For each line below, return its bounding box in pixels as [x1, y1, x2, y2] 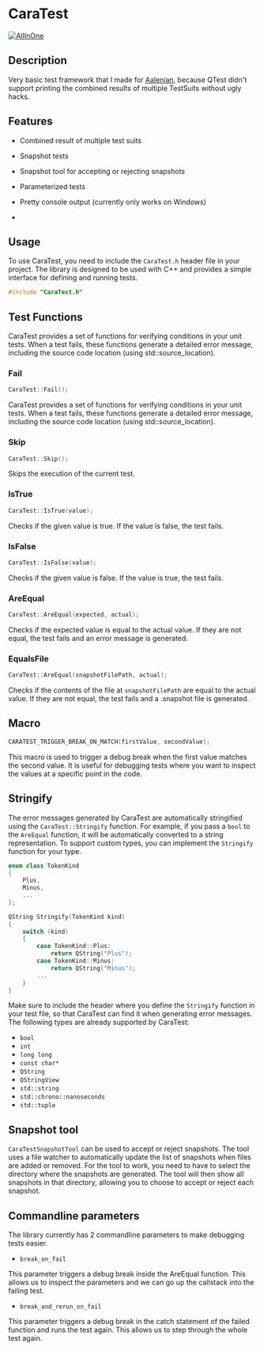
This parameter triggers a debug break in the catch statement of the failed [8, 1317, 251, 1326]
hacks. [8, 92, 30, 101]
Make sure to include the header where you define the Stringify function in [8, 1000, 255, 1010]
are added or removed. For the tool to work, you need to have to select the [8, 1161, 251, 1171]
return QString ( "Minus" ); [50, 964, 136, 972]
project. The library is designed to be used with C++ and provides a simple [8, 264, 251, 274]
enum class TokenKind [8, 862, 80, 870]
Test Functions [8, 310, 83, 324]
